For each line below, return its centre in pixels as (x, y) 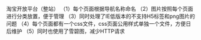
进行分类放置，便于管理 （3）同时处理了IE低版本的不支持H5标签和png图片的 (100, 16)
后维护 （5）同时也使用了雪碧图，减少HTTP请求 (65, 31)
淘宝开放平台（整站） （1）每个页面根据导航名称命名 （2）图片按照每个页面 (100, 9)
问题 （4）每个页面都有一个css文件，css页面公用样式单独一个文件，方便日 (99, 24)
